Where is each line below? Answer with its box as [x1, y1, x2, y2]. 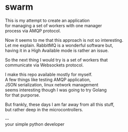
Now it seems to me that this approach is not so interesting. [5, 37, 124, 43]
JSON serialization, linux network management [5, 82, 99, 87]
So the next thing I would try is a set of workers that [5, 57, 108, 63]
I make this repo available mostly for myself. [5, 71, 93, 77]
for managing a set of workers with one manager [5, 22, 102, 28]
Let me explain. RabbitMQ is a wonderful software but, [5, 42, 114, 48]
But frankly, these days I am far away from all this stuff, [5, 101, 114, 107]
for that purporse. [5, 92, 40, 98]
